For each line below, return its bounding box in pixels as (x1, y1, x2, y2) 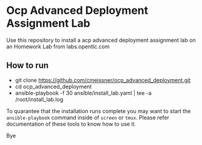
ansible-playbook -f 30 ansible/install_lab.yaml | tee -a (15, 89, 152, 97)
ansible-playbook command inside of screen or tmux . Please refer (6, 114, 170, 121)
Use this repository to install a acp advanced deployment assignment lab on (6, 36, 196, 43)
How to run (6, 60, 49, 71)
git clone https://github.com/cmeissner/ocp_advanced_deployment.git (15, 76, 191, 83)
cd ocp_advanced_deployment (15, 83, 92, 90)
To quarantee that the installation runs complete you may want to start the (6, 107, 191, 115)
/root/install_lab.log (15, 95, 64, 103)
